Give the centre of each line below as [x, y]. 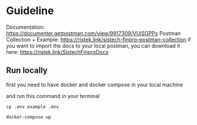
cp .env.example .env [33, 107]
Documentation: [26, 27]
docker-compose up [29, 117]
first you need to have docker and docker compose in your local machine [95, 85]
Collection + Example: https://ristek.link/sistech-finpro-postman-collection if [98, 39]
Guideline [30, 11]
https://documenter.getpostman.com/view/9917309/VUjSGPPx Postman [94, 33]
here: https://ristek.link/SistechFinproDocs [57, 52]
